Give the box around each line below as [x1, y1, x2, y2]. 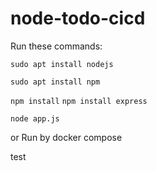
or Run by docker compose [10, 131, 123, 143]
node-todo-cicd [10, 7, 146, 30]
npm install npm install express [10, 96, 148, 106]
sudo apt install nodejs [10, 59, 114, 69]
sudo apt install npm [10, 77, 101, 87]
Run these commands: [10, 40, 103, 52]
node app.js [10, 113, 60, 124]
